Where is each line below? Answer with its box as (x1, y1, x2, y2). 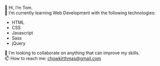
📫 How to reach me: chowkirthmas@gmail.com (4, 56, 102, 61)
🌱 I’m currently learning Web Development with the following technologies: (4, 10, 156, 16)
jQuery (11, 40, 26, 46)
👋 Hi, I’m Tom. (4, 5, 33, 10)
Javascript (11, 30, 33, 35)
